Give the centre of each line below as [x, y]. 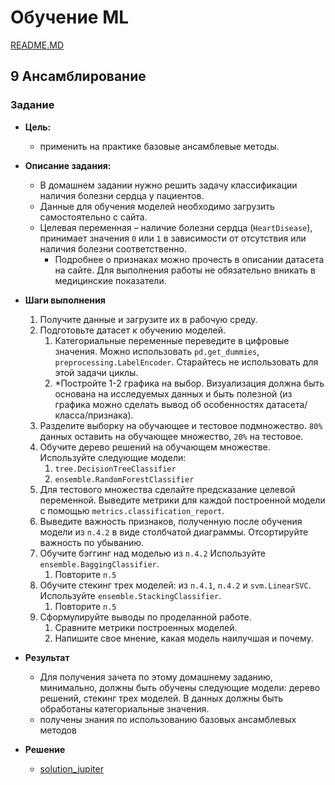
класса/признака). [94, 415]
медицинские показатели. [110, 280]
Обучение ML [70, 17]
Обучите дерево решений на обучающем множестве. [155, 447]
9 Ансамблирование [78, 76]
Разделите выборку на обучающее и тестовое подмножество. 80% [181, 425]
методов [58, 730]
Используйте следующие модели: [113, 457]
